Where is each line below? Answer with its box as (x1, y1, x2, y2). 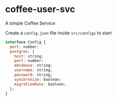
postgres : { (10, 49, 35, 54)
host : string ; (14, 54, 44, 59)
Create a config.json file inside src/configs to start (5, 30, 112, 36)
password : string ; (14, 72, 53, 77)
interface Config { (5, 39, 46, 45)
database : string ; (14, 63, 53, 68)
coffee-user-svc (5, 4, 75, 15)
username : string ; (14, 68, 53, 73)
